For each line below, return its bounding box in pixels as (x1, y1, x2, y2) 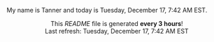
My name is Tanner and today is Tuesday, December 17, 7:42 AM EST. (6, 6, 208, 14)
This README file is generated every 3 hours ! (50, 20, 183, 27)
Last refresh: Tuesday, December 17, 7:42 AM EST (44, 27, 190, 35)
